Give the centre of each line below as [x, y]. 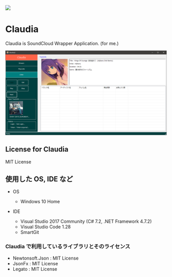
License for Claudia [37, 149]
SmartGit [30, 232]
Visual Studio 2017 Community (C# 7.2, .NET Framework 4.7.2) [86, 221]
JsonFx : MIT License [35, 263]
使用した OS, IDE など [39, 179]
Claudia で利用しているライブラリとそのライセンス [68, 247]
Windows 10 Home [40, 202]
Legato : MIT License [35, 269]
